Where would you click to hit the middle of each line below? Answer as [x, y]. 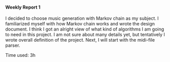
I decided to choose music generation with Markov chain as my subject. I [82, 18]
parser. [13, 45]
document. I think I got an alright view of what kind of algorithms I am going [85, 29]
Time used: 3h [20, 55]
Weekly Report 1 [23, 7]
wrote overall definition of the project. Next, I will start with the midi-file [80, 40]
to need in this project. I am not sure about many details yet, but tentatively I [85, 35]
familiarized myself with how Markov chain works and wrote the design [80, 24]
